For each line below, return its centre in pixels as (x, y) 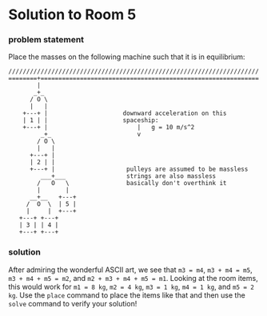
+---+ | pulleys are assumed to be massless (139, 169)
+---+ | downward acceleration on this (125, 113)
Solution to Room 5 (72, 15)
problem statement (46, 40)
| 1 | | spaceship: (91, 120)
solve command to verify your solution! (73, 303)
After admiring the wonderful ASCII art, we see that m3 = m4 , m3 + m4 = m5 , (131, 270)
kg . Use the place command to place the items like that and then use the (127, 295)
